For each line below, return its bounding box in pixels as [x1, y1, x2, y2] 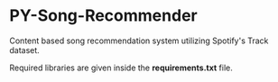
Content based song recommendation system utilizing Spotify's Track [9, 35, 269, 46]
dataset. [9, 44, 41, 55]
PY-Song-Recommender [9, 5, 198, 26]
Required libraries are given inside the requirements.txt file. [9, 62, 233, 73]
